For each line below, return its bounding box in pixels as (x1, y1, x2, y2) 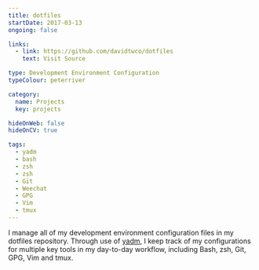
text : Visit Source (22, 55, 86, 63)
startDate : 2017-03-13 (8, 19, 82, 27)
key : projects (15, 105, 61, 113)
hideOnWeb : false (8, 119, 65, 127)
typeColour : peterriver (8, 76, 86, 84)
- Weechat (15, 184, 47, 192)
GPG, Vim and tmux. (8, 253, 74, 262)
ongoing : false (8, 26, 58, 34)
